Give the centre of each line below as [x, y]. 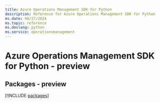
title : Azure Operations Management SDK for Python [58, 9]
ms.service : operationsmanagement [40, 32]
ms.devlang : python [25, 28]
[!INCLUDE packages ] [27, 96]
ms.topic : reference [26, 23]
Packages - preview [36, 84]
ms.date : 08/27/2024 [26, 18]
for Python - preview [47, 66]
